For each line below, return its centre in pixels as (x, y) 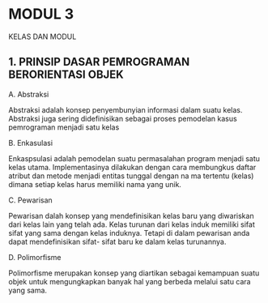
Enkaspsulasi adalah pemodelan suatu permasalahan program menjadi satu (134, 158)
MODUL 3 (41, 14)
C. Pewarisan (30, 200)
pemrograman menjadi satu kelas (64, 127)
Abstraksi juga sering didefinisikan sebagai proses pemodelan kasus (123, 118)
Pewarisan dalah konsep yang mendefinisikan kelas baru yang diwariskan (131, 216)
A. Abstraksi (29, 94)
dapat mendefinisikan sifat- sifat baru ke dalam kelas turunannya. (117, 241)
